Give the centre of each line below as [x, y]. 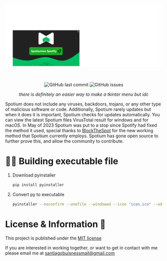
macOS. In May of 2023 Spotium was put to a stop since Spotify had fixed [81, 125]
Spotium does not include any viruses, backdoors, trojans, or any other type [83, 104]
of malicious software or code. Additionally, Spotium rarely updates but [78, 109]
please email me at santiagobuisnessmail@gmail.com [60, 253]
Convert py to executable [38, 195]
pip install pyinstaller [38, 185]
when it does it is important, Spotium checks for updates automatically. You [83, 115]
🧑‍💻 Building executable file [62, 161]
